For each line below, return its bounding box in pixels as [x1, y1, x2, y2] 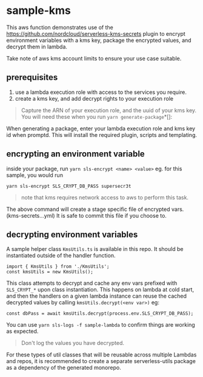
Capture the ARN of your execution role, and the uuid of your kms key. [21, 107, 197, 114]
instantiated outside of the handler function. [6, 252, 116, 259]
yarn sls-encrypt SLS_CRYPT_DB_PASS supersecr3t [6, 183, 131, 189]
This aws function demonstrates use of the [6, 24, 113, 31]
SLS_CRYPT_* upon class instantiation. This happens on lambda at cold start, [6, 286, 195, 293]
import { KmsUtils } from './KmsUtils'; [6, 264, 110, 270]
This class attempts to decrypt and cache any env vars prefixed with [6, 279, 178, 287]
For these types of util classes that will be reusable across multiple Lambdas [6, 351, 197, 358]
